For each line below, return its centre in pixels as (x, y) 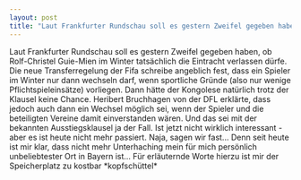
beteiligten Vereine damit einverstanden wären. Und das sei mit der (133, 118)
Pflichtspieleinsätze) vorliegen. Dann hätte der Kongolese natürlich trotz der (149, 90)
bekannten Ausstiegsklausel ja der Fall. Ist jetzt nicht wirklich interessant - (146, 127)
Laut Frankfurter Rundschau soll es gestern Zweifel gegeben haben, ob (141, 51)
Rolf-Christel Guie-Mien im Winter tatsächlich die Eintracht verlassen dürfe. (148, 61)
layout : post (34, 17)
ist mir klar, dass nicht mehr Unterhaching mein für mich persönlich (133, 146)
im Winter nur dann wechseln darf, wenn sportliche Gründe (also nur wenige (150, 80)
